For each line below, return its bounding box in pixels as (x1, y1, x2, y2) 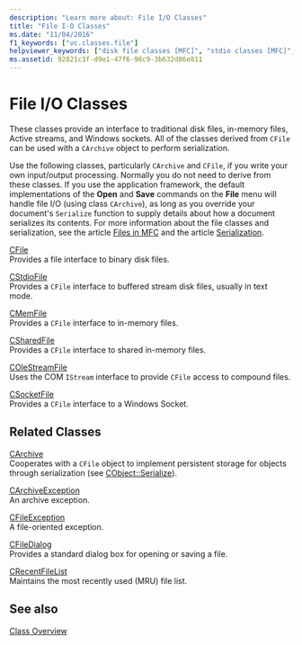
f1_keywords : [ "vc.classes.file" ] (9, 38, 139, 48)
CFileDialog (9, 539, 52, 550)
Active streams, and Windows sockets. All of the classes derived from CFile (9, 132, 290, 144)
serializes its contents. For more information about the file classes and (9, 217, 270, 228)
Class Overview (9, 625, 67, 636)
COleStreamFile (9, 362, 67, 372)
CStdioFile (9, 271, 48, 282)
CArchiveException (9, 485, 81, 496)
